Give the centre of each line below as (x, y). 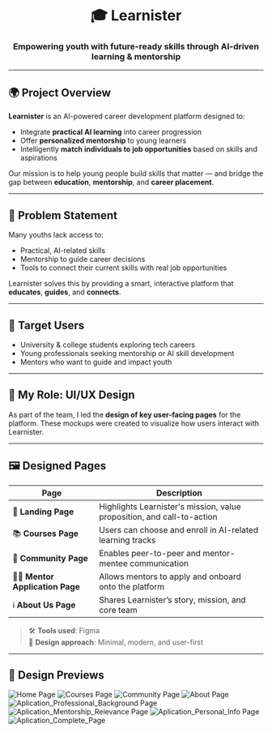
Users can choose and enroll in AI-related (178, 529)
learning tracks (127, 540)
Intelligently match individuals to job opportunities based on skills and (138, 149)
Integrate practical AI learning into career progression (111, 132)
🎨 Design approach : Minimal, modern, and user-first (116, 642)
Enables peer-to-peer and (149, 553)
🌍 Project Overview (60, 93)
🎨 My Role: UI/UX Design (72, 395)
